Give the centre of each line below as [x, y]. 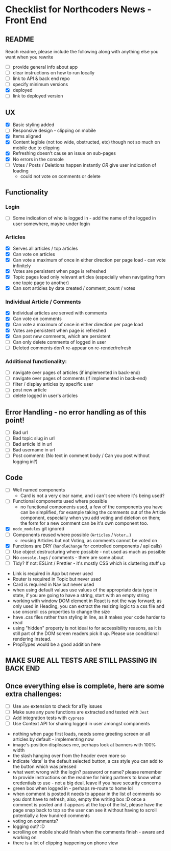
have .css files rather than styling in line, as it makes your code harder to [89, 617]
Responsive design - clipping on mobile [54, 131]
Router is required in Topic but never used [57, 579]
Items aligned [27, 136]
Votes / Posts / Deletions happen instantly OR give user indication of [84, 165]
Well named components [39, 490]
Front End [26, 20]
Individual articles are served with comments [60, 313]
